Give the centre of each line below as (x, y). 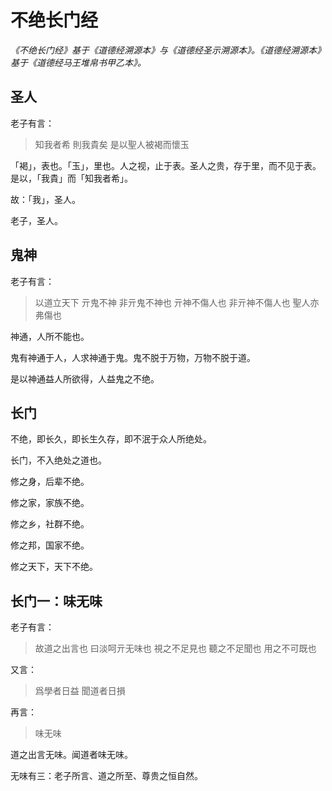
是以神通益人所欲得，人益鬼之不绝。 (85, 378)
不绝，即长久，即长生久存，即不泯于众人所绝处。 (111, 439)
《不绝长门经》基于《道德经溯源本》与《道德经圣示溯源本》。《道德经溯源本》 (168, 50)
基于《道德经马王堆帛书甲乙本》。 (78, 62)
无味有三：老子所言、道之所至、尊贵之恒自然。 (106, 776)
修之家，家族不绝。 (50, 503)
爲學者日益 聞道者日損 (80, 691)
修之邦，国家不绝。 (50, 545)
